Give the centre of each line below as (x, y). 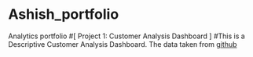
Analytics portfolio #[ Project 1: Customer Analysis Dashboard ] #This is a (126, 36)
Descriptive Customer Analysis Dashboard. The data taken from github (123, 44)
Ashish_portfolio (64, 14)
